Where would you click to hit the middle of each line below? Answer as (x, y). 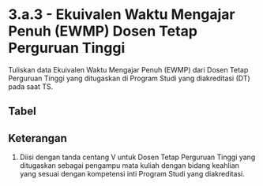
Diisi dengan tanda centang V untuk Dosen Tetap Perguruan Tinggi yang (137, 157)
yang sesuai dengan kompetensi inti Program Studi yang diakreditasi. (132, 174)
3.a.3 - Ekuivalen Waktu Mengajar (122, 15)
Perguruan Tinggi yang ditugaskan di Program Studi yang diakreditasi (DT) (129, 78)
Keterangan (38, 138)
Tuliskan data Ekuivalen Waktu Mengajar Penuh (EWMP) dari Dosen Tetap (128, 69)
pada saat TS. (31, 86)
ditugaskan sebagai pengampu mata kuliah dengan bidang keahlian (129, 166)
